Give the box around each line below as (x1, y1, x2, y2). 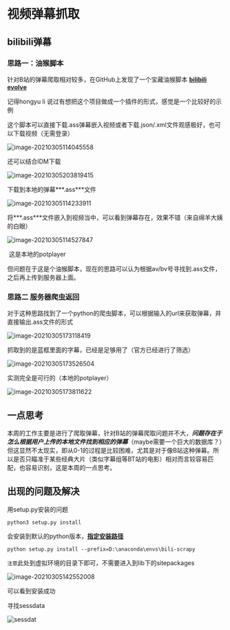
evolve (7, 83, 28, 91)
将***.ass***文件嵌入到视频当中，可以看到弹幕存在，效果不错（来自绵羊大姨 (7, 213, 223, 222)
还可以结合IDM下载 (7, 157, 61, 166)
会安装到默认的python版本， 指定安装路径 (7, 532, 124, 540)
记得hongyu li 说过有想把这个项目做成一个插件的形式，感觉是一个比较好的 (7, 97, 216, 106)
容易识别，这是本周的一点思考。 (25, 463, 116, 471)
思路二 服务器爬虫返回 (7, 292, 80, 302)
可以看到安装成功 (7, 587, 56, 595)
